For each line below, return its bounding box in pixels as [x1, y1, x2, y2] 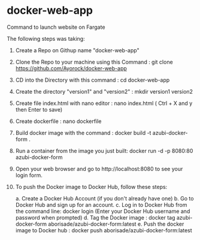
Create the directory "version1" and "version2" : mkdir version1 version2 [15, 88, 193, 95]
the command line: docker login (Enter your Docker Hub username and [15, 208, 190, 215]
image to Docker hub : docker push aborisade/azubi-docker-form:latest [15, 226, 192, 234]
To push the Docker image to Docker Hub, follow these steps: [15, 183, 168, 190]
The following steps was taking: [7, 35, 86, 42]
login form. [15, 172, 43, 179]
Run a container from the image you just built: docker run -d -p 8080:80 [15, 147, 193, 154]
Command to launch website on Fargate [7, 23, 105, 31]
